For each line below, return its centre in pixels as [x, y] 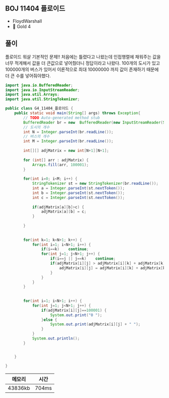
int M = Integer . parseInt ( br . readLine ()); [68, 141]
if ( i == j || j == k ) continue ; [83, 259]
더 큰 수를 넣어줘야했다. [28, 76]
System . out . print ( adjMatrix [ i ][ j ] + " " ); [95, 324]
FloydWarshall [27, 21]
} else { [49, 320]
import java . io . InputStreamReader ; [43, 90]
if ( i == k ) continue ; [65, 249]
